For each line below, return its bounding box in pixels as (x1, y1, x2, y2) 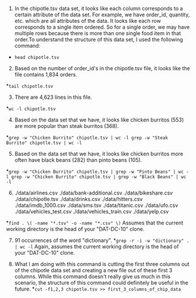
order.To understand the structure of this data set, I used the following (14, 36, 183, 43)
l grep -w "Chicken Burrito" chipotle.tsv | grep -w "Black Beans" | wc (6, 174, 187, 180)
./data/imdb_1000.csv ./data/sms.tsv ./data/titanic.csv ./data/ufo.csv (14, 202, 178, 209)
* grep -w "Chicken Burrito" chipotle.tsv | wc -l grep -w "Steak (6, 134, 168, 141)
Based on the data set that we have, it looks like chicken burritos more (14, 150, 184, 157)
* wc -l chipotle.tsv (6, 105, 56, 112)
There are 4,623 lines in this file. (14, 93, 92, 101)
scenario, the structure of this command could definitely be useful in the (14, 279, 188, 286)
